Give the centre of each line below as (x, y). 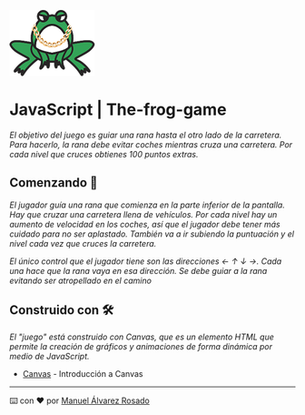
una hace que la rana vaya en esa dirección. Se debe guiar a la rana (138, 270)
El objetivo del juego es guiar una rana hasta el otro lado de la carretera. (146, 135)
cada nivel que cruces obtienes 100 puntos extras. (104, 154)
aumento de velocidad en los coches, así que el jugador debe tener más (145, 224)
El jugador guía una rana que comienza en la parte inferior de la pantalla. (148, 205)
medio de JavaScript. (49, 356)
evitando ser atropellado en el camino (81, 280)
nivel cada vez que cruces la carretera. (83, 243)
